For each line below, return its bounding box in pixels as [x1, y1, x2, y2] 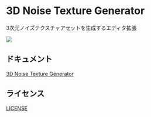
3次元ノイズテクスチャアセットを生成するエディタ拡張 [6, 24, 137, 31]
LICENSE [6, 105, 28, 112]
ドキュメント [6, 54, 53, 64]
